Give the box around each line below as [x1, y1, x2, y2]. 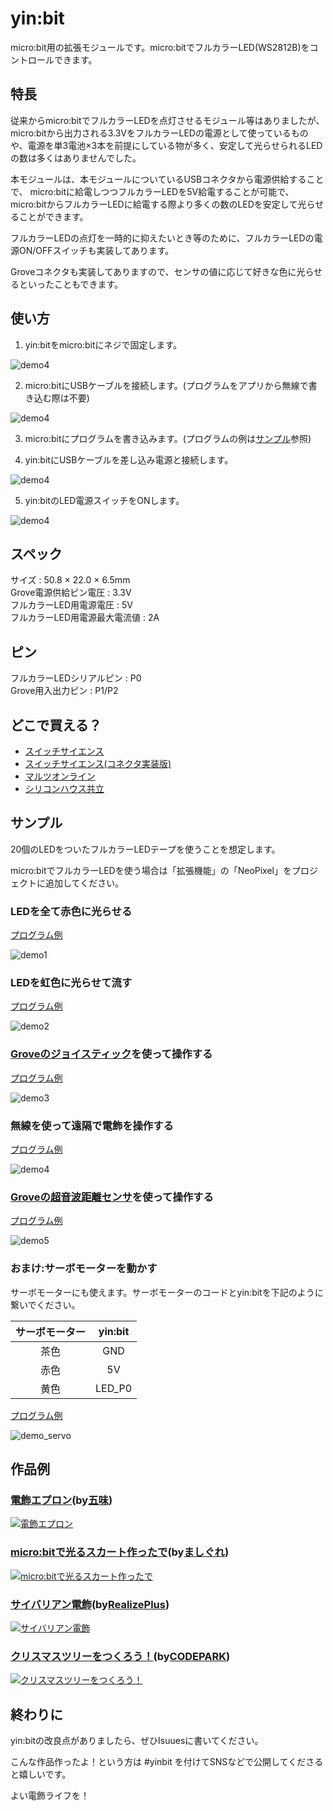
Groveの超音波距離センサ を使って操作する [10, 1190, 214, 1204]
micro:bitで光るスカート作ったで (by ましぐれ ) [10, 1545, 230, 1559]
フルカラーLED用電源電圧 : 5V [10, 599, 133, 611]
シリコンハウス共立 [24, 783, 105, 794]
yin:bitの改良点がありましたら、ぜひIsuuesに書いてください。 [10, 1734, 264, 1746]
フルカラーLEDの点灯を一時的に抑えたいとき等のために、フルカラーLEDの [10, 232, 315, 244]
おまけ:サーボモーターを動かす [10, 1262, 158, 1276]
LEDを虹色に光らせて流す [10, 976, 133, 990]
